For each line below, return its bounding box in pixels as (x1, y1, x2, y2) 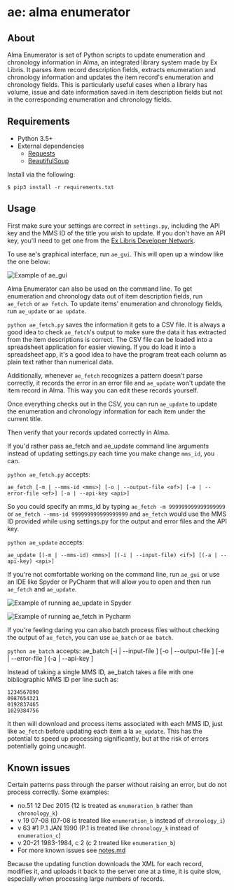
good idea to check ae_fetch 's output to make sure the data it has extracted (7, 327, 226, 336)
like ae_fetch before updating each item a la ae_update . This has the (7, 727, 203, 735)
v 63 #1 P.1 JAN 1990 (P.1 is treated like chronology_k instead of (17, 824, 200, 833)
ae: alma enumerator (7, 4, 131, 20)
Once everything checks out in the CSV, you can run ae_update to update (7, 399, 218, 408)
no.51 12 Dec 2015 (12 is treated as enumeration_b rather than (17, 802, 193, 810)
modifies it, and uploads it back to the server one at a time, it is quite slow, (7, 867, 221, 876)
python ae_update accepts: (7, 538, 84, 547)
